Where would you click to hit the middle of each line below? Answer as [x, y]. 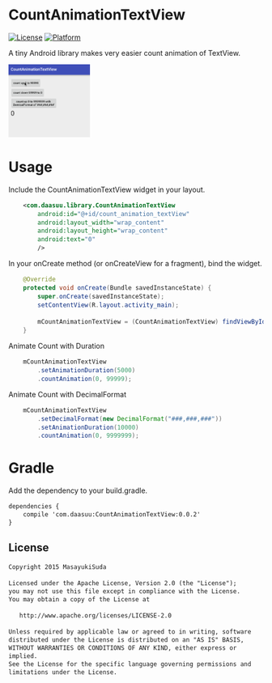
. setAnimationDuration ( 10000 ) [88, 427]
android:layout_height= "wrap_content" [103, 231]
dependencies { [34, 507]
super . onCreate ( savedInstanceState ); [101, 296]
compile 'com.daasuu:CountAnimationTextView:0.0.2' [112, 515]
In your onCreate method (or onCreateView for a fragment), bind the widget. [136, 263]
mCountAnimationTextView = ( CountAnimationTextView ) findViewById [152, 322]
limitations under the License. [63, 672]
